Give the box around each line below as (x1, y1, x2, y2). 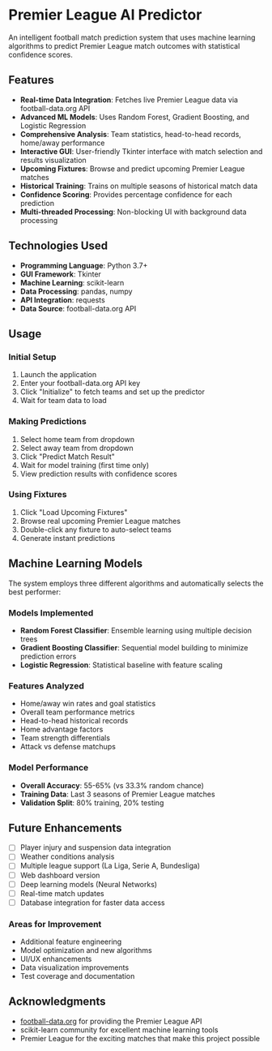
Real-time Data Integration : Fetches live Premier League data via (19, 95, 239, 105)
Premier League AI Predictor (8, 6, 202, 24)
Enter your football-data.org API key (19, 379, 141, 388)
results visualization (19, 155, 87, 165)
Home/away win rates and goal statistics (19, 699, 156, 709)
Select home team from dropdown (19, 434, 135, 444)
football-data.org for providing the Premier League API (19, 1016, 202, 1026)
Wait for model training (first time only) (19, 460, 150, 470)
